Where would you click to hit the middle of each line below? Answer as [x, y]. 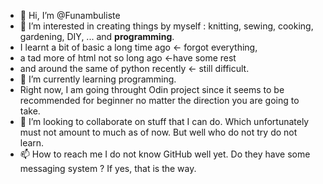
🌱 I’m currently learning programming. [98, 79]
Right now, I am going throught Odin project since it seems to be [152, 89]
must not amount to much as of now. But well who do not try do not [158, 132]
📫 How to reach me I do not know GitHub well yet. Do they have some [165, 154]
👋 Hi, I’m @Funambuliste [70, 15]
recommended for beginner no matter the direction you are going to [159, 100]
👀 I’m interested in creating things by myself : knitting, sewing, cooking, [166, 26]
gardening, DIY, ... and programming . [97, 36]
